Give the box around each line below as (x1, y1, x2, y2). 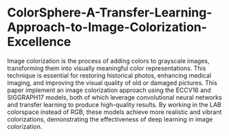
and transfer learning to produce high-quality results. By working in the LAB (7, 100, 221, 109)
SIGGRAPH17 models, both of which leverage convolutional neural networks (7, 93, 222, 101)
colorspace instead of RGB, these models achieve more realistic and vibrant (7, 108, 222, 116)
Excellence (7, 34, 72, 49)
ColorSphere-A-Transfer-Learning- (7, 5, 212, 21)
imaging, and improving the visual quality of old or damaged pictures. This (7, 78, 218, 87)
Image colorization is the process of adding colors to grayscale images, (7, 56, 210, 65)
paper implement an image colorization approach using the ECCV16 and (7, 86, 211, 94)
